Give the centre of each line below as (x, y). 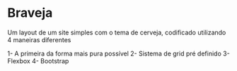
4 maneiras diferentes (39, 39)
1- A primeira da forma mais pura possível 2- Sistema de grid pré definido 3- (118, 53)
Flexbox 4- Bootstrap (38, 60)
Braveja (30, 13)
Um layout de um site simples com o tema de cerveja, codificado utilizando (117, 32)
